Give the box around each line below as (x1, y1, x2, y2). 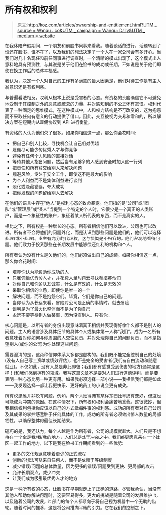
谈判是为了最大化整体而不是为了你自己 (12, 306, 90, 312)
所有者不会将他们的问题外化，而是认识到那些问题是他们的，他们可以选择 (13, 229, 161, 235)
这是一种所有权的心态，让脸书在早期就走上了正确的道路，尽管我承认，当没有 (5, 486, 161, 492)
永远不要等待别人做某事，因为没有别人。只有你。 (12, 312, 112, 317)
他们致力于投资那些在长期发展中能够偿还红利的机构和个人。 (13, 241, 135, 247)
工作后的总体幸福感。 (18, 67, 62, 73)
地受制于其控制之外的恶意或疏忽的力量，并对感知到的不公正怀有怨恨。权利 (5, 101, 157, 107)
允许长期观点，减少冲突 (12, 469, 60, 475)
